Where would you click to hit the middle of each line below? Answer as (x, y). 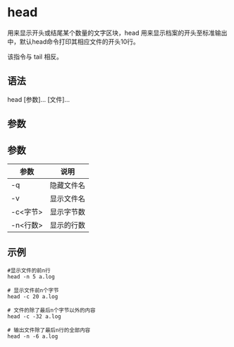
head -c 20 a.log (33, 296)
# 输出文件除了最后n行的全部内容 (49, 330)
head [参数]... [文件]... (39, 99)
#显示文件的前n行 (29, 270)
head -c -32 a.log (34, 316)
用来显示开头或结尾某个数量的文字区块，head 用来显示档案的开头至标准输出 (117, 33)
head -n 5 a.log (31, 276)
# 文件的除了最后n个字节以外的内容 (51, 310)
